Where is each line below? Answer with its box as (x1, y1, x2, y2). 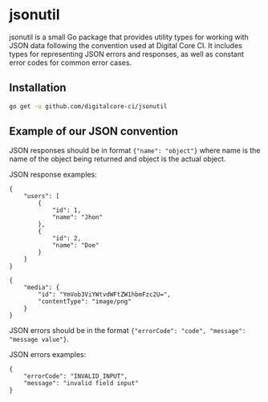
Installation (9, 81, 67, 95)
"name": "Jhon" (51, 213, 104, 221)
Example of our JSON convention (9, 124, 179, 138)
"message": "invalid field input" (23, 380, 139, 388)
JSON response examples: (9, 170, 97, 180)
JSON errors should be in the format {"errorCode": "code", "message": (9, 326, 246, 335)
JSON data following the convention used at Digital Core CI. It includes (9, 40, 243, 50)
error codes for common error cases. (9, 58, 132, 67)
